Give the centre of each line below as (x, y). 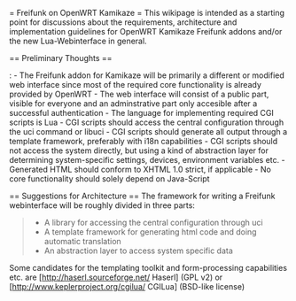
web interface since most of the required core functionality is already (135, 85)
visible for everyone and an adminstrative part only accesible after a (133, 104)
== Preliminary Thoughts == (61, 58)
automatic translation (82, 241)
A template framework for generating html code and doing (150, 232)
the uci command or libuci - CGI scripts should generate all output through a (148, 131)
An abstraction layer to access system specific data (138, 251)
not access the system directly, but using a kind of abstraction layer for (139, 150)
